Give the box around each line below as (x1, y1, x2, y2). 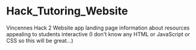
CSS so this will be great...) (6, 37, 74, 44)
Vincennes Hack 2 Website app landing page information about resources (6, 24, 190, 31)
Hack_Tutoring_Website (6, 4, 128, 18)
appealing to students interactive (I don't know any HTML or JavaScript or (6, 30, 190, 37)
